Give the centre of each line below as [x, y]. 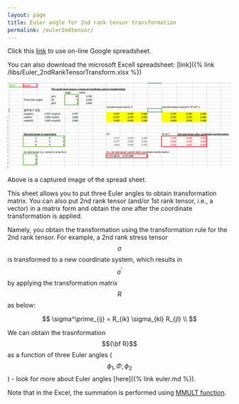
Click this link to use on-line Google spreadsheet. [79, 51]
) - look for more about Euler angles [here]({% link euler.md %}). [102, 378]
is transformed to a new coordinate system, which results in [95, 260]
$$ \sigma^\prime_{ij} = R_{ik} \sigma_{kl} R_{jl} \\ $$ [119, 319]
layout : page [27, 15]
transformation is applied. [45, 216]
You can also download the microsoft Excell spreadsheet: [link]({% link [111, 65]
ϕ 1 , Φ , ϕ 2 [119, 367]
